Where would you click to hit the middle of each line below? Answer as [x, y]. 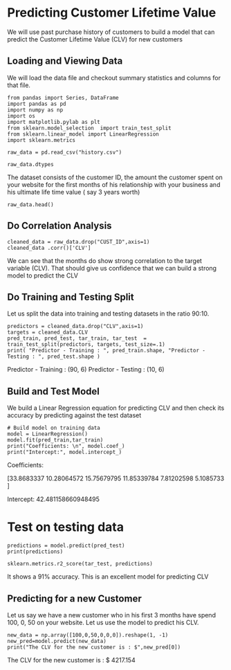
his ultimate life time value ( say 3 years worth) [74, 192]
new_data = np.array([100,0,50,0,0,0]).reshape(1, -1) [88, 635]
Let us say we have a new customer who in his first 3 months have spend [112, 615]
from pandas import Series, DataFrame [63, 98]
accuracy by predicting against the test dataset [74, 415]
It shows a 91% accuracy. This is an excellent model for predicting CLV [108, 577]
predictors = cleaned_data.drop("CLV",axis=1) [75, 327]
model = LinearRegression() [48, 434]
